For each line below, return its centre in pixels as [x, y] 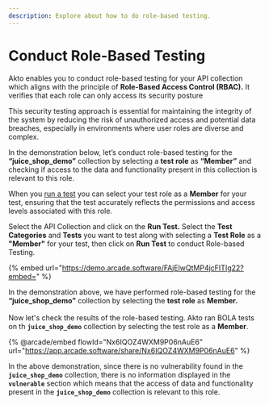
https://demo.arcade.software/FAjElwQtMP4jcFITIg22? [153, 268]
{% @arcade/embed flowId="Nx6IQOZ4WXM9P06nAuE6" [106, 342]
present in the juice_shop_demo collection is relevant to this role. [114, 391]
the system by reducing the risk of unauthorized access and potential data [132, 119]
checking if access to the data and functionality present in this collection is [133, 169]
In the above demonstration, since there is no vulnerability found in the [126, 366]
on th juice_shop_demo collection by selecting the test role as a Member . [128, 326]
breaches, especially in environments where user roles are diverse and [126, 128]
